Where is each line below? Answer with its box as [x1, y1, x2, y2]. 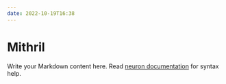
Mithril [7, 39, 46, 55]
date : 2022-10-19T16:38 [7, 10, 75, 17]
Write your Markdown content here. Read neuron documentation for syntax [7, 62, 219, 70]
